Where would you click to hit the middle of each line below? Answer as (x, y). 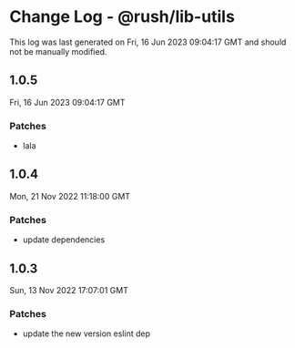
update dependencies (64, 240)
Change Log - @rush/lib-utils (122, 17)
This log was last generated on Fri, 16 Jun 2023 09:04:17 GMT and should (148, 42)
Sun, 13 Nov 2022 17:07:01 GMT (69, 290)
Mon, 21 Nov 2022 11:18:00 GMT (70, 196)
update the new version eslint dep (86, 333)
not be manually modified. (58, 51)
